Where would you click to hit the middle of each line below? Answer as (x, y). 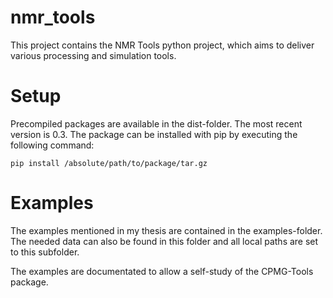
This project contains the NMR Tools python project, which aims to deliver (162, 45)
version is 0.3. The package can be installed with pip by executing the (154, 134)
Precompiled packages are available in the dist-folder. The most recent (156, 123)
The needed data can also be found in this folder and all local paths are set (164, 241)
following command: (52, 145)
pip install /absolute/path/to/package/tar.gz (109, 163)
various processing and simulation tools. (93, 55)
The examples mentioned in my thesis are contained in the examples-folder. (166, 230)
